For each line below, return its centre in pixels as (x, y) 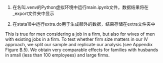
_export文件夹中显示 (33, 13)
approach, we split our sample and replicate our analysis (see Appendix (79, 44)
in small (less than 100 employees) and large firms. (57, 55)
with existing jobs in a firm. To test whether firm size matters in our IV (77, 39)
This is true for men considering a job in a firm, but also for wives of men (80, 34)
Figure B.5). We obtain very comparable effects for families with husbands (82, 50)
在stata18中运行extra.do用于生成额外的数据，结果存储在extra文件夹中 (84, 24)
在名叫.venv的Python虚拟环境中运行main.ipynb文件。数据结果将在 (80, 7)
